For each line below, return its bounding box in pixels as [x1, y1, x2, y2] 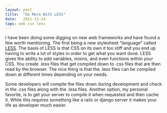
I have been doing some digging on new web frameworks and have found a [5, 35, 161, 41]
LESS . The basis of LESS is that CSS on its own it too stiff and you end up [5, 45, 156, 51]
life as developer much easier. [5, 102, 67, 108]
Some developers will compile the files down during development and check [5, 81, 162, 87]
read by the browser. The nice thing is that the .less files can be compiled [5, 66, 156, 72]
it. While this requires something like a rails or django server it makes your [5, 97, 157, 103]
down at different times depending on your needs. [5, 71, 108, 77]
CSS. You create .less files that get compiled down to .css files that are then [5, 61, 161, 67]
